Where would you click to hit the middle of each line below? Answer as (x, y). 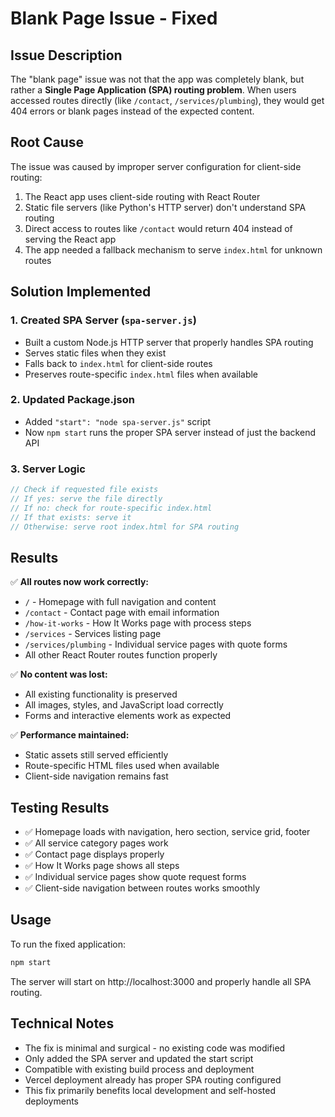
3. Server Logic (48, 469)
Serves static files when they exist (95, 353)
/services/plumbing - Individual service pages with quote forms (156, 644)
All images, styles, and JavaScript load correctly (124, 705)
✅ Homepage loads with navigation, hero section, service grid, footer (167, 832)
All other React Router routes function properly (121, 655)
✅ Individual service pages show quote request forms (135, 877)
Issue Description (66, 55)
